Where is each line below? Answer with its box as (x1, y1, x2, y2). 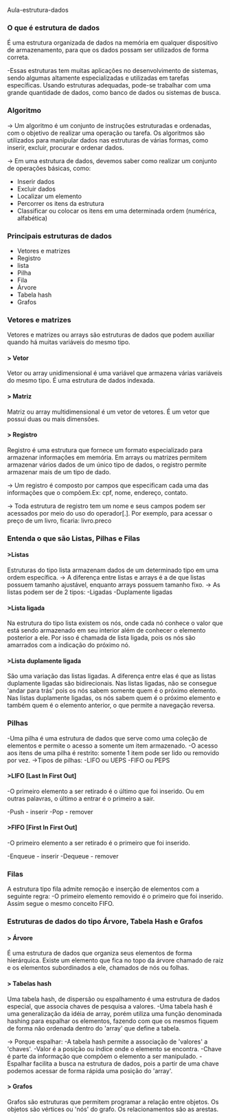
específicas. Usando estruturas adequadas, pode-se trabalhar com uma (7, 81, 211, 89)
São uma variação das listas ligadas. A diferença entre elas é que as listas (7, 672, 216, 680)
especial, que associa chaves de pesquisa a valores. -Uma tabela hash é (7, 1002, 213, 1011)
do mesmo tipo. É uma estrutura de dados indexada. (7, 377, 155, 385)
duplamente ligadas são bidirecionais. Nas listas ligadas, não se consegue (7, 679, 218, 688)
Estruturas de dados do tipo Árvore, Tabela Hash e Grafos (7, 917, 203, 927)
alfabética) (16, 213, 48, 222)
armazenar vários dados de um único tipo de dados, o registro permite (7, 461, 207, 469)
